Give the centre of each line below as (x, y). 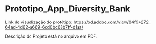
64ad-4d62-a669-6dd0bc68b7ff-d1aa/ (44, 27)
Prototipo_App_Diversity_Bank (68, 9)
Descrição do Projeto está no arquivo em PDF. (51, 36)
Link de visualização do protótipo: (39, 22)
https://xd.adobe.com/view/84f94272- (112, 22)
